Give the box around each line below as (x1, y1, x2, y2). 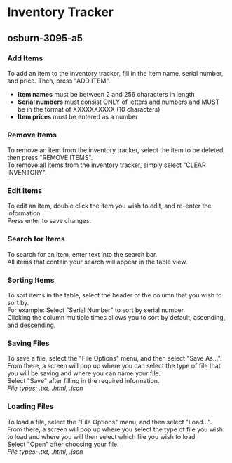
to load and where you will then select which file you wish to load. (7, 432, 198, 441)
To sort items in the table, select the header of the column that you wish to (7, 291, 222, 300)
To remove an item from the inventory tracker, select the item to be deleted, (7, 146, 226, 154)
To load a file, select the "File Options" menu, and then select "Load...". (7, 417, 212, 426)
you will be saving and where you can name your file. (7, 369, 161, 377)
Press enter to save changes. (7, 217, 92, 225)
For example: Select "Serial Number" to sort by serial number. (7, 306, 186, 314)
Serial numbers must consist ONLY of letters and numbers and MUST (17, 98, 220, 106)
